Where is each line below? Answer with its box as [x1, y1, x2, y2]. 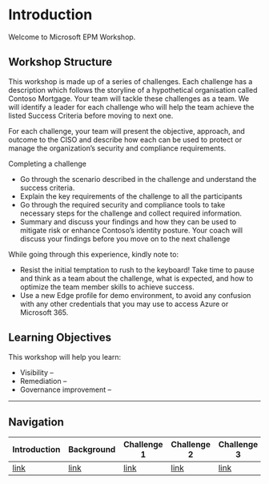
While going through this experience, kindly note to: [8, 249, 179, 259]
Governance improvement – [19, 385, 112, 394]
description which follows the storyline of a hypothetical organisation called [8, 85, 258, 95]
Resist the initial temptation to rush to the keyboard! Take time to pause [19, 264, 255, 274]
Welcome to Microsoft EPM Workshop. [8, 32, 136, 42]
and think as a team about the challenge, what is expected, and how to [19, 273, 254, 283]
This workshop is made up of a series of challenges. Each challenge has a [8, 76, 253, 86]
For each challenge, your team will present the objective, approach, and [8, 126, 246, 135]
